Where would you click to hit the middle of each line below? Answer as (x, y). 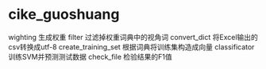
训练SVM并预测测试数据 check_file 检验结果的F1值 (90, 56)
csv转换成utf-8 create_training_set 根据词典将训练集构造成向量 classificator (131, 47)
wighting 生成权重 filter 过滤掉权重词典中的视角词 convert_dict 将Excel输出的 (133, 37)
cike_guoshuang (64, 15)
